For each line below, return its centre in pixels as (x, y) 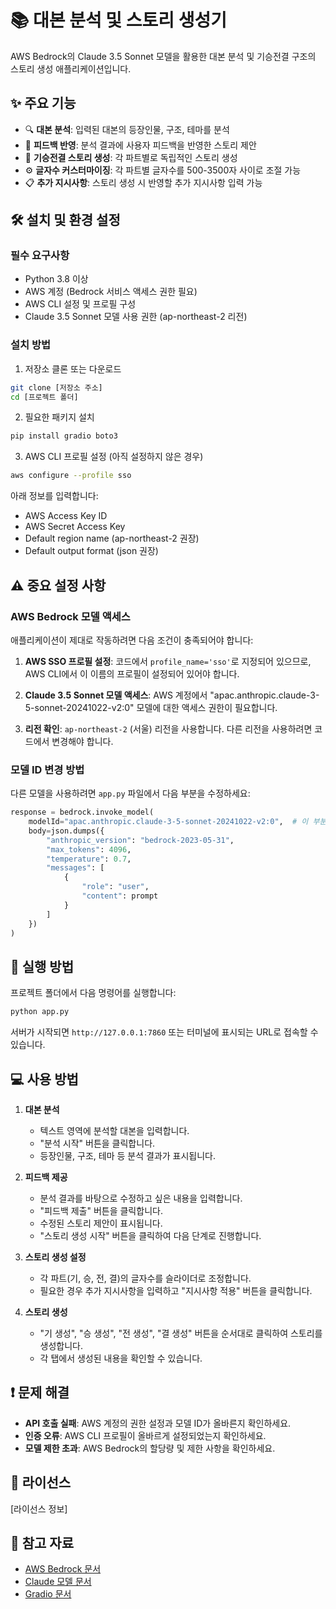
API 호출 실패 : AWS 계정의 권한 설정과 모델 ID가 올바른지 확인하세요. (158, 1423)
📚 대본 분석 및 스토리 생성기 (118, 20)
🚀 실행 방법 (42, 966)
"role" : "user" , (115, 887)
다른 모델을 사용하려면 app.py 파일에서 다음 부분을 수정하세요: (130, 793)
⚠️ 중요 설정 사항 (58, 585)
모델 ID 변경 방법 (47, 769)
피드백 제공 (46, 1177)
